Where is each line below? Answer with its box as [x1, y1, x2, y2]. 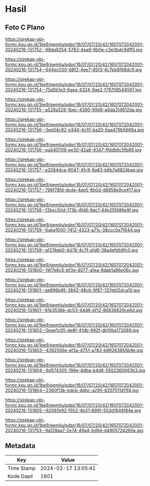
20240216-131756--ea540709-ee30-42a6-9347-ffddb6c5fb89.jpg [5, 147, 142, 152]
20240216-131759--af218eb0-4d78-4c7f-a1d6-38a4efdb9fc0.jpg [5, 247, 138, 253]
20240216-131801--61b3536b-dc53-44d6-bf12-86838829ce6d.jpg [5, 307, 143, 313]
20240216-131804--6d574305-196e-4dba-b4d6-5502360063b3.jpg [5, 368, 146, 373]
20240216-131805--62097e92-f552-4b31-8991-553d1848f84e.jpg [5, 408, 141, 413]
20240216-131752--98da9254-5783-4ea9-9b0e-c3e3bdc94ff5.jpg [5, 47, 143, 52]
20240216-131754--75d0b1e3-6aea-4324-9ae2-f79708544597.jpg [5, 87, 142, 92]
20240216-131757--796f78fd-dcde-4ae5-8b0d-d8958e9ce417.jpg [5, 187, 141, 193]
